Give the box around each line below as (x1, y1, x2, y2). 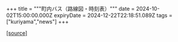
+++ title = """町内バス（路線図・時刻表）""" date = (6, 5, 135, 12)
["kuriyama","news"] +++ (6, 18, 69, 25)
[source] (6, 30, 28, 37)
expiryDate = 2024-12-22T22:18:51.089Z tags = (54, 12, 173, 19)
